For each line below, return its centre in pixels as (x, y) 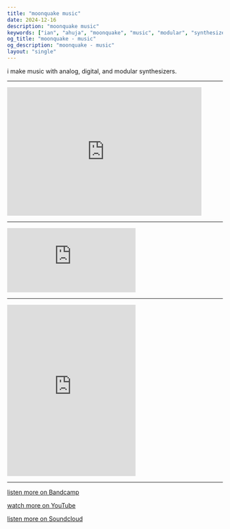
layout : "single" (32, 52)
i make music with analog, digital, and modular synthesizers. (92, 71)
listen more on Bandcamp (43, 492)
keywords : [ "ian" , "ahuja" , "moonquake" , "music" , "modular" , (98, 33)
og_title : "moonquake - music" (52, 39)
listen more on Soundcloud (45, 519)
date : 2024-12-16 (32, 20)
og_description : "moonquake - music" (61, 45)
